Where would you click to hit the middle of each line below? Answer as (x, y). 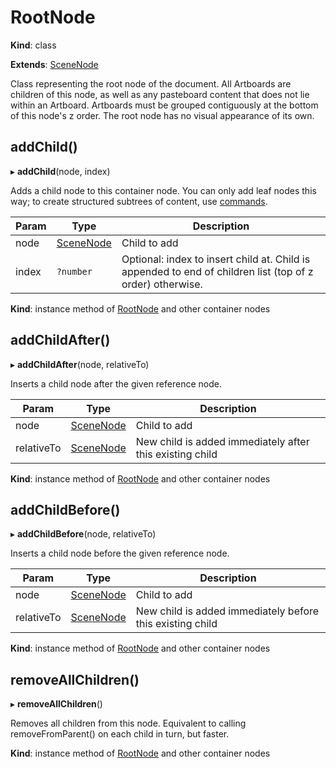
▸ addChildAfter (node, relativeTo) (80, 364)
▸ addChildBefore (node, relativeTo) (83, 534)
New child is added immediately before (227, 611)
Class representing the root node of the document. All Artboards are (151, 83)
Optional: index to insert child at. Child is (216, 259)
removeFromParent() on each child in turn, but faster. (120, 734)
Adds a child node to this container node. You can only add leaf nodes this (163, 190)
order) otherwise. (162, 284)
